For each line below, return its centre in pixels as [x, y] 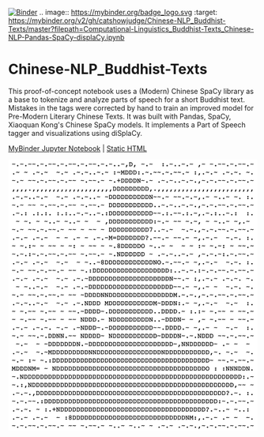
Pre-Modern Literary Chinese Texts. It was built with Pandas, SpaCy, [120, 116]
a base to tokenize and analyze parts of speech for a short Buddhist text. [126, 100]
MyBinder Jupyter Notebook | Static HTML [78, 148]
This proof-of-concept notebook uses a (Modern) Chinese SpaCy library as [131, 91]
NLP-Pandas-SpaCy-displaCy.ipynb [66, 37]
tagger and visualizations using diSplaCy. [75, 133]
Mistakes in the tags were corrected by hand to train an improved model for [131, 107]
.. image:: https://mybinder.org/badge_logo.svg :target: [128, 12]
